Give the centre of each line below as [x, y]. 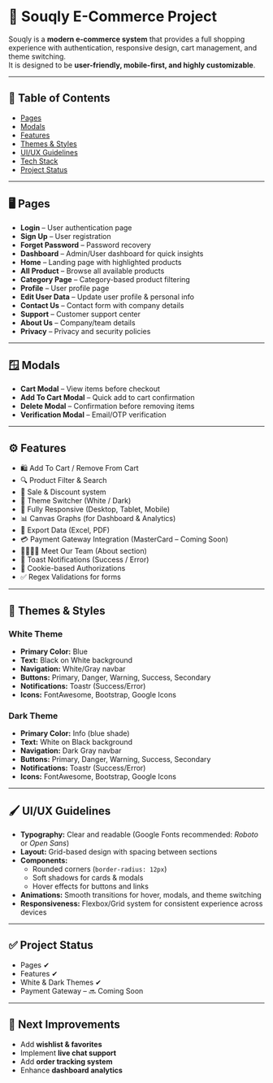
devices [33, 912]
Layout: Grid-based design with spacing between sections [119, 851]
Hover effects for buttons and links [90, 886]
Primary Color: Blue [54, 651]
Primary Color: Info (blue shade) [75, 733]
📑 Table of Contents [59, 98]
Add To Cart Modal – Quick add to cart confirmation [107, 398]
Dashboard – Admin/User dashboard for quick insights [112, 253]
